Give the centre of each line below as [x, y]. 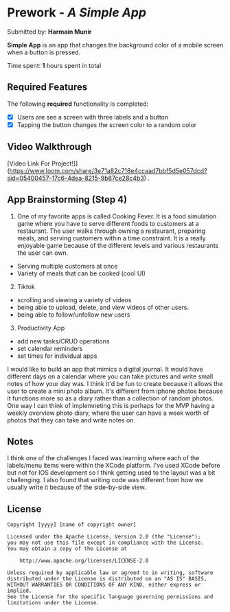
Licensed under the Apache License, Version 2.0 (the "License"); [104, 537]
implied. [20, 591]
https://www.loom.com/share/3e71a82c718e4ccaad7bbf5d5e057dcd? [108, 170]
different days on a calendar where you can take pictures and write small [110, 376]
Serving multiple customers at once [67, 266]
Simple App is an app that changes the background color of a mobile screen [115, 45]
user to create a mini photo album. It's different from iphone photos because [115, 391]
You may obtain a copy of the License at [67, 549]
